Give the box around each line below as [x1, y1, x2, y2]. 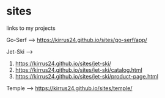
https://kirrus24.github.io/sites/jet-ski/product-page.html [15, 72, 159, 80]
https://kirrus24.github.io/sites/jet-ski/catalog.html [15, 66, 142, 74]
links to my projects [6, 24, 56, 32]
